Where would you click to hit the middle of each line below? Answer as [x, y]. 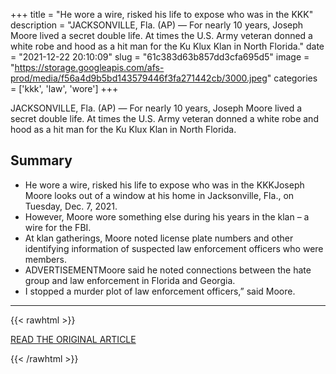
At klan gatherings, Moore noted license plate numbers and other [159, 238]
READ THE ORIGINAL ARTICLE [73, 339]
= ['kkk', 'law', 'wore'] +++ [64, 88]
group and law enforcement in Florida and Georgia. [130, 280]
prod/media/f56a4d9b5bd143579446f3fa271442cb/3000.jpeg [139, 78]
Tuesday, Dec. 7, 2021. [71, 206]
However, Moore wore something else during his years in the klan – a [167, 216]
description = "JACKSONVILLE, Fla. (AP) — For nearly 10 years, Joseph [157, 25]
